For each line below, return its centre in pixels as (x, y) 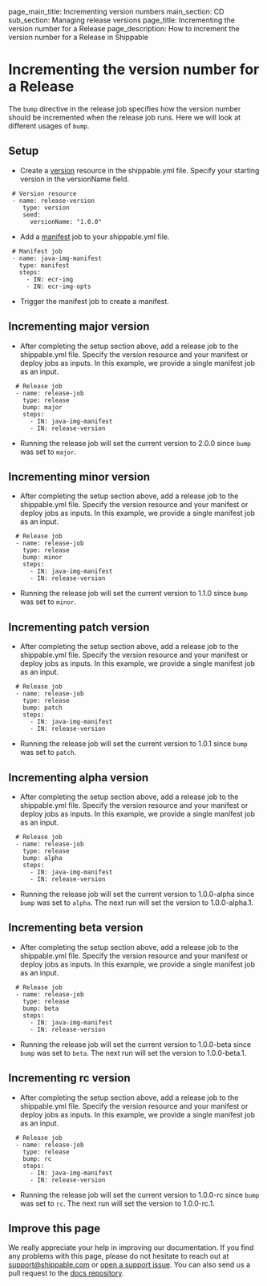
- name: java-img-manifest (57, 258)
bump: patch (42, 708)
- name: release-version (53, 201)
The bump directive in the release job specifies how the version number (125, 108)
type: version (46, 208)
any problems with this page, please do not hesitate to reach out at (119, 1256)
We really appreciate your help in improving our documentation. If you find (131, 1247)
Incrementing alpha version (79, 777)
